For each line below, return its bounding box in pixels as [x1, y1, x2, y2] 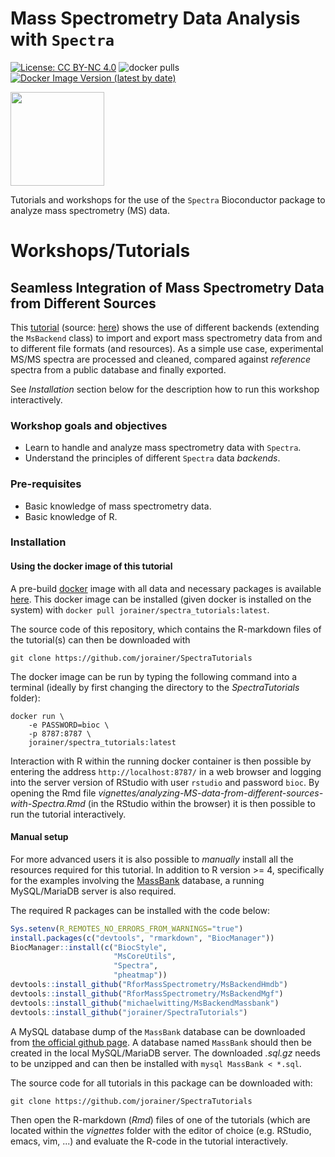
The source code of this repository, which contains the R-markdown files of [10, 623, 322, 635]
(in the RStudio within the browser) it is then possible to [87, 797, 316, 809]
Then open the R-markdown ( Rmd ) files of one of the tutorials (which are [10, 1113, 311, 1126]
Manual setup [10, 831, 69, 843]
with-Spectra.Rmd [10, 797, 86, 809]
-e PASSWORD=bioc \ [28, 720, 110, 730]
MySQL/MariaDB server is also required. [10, 885, 177, 897]
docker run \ [10, 711, 65, 721]
